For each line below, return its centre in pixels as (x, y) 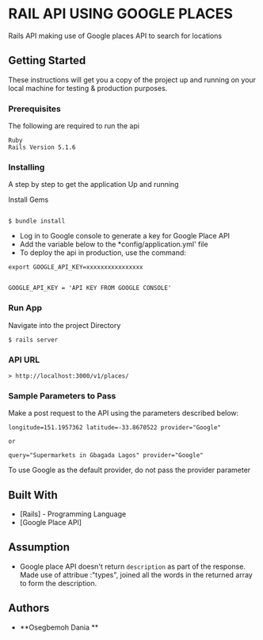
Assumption (39, 547)
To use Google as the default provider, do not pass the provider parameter (130, 470)
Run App (25, 308)
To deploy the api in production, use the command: (103, 253)
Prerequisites (34, 109)
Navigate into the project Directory (65, 325)
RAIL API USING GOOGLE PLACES (121, 14)
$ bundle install (37, 221)
